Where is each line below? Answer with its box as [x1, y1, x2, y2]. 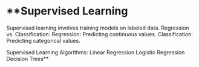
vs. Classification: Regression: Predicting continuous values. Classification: [6, 30, 194, 37]
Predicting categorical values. [6, 37, 80, 44]
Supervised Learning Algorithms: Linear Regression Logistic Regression [6, 48, 185, 56]
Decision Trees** [6, 55, 50, 62]
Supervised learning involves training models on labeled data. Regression [6, 24, 189, 31]
